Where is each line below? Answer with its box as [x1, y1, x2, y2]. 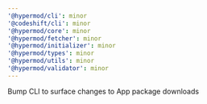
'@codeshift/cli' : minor [7, 19, 91, 27]
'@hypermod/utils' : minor [7, 57, 94, 65]
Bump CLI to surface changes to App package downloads [7, 86, 199, 96]
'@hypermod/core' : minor [7, 27, 91, 35]
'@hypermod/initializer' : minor [7, 42, 116, 50]
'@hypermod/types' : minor [7, 49, 94, 57]
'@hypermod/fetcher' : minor [7, 34, 102, 43]
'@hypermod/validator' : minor [7, 64, 110, 73]
